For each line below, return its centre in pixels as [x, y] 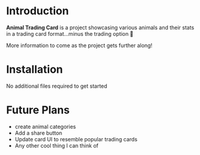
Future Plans [38, 110]
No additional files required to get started [57, 86]
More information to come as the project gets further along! [79, 45]
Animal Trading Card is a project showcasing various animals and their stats [100, 27]
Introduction [38, 11]
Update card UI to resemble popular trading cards [76, 139]
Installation [35, 69]
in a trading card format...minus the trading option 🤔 [70, 33]
